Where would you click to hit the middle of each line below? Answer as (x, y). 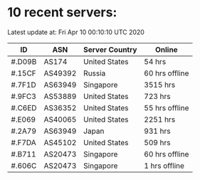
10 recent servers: (62, 12)
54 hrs (155, 61)
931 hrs (157, 131)
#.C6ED (24, 107)
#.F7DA (24, 142)
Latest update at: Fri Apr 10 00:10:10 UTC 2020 (76, 32)
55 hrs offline (167, 107)
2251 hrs (160, 120)
